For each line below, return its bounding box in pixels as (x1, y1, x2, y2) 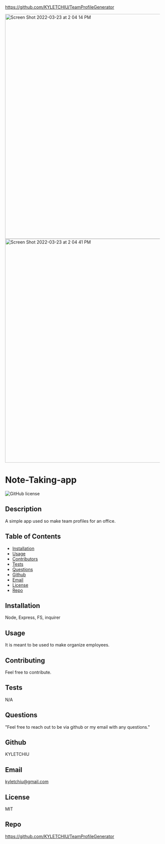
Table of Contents (5, 532, 61, 541)
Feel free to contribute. (5, 670, 52, 675)
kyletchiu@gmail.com (5, 778, 49, 785)
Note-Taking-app (5, 474, 77, 486)
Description (5, 505, 42, 513)
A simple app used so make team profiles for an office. (5, 518, 116, 524)
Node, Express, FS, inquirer (5, 614, 60, 620)
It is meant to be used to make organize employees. (5, 642, 110, 648)
